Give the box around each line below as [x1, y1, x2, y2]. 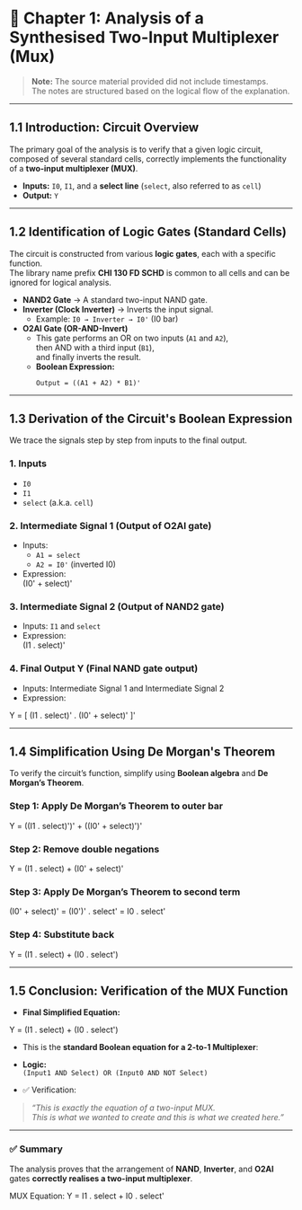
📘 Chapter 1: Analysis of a [9, 8, 204, 29]
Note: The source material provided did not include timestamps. [31, 75, 269, 86]
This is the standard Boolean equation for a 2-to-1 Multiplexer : [22, 1042, 259, 1053]
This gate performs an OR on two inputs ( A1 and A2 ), [35, 332, 229, 343]
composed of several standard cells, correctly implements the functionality [9, 153, 288, 164]
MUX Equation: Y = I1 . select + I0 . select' [9, 1190, 164, 1201]
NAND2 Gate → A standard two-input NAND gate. [22, 294, 209, 305]
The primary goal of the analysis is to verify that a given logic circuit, [9, 144, 263, 155]
